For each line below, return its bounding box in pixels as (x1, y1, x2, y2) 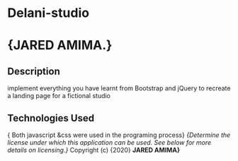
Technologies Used (7, 112, 94, 124)
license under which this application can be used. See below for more (7, 138, 212, 146)
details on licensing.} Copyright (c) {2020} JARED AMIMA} (7, 146, 181, 154)
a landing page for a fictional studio (7, 92, 111, 100)
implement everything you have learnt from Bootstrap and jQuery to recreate (7, 84, 231, 93)
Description (7, 65, 60, 77)
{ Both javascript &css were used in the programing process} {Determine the (7, 131, 231, 139)
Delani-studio (7, 5, 90, 21)
